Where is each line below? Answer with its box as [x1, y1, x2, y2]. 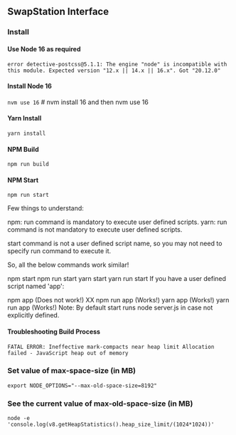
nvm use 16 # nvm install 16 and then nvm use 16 [7, 98, 149, 106]
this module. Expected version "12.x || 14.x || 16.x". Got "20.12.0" [7, 67, 221, 74]
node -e [7, 415, 31, 422]
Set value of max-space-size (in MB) [7, 366, 136, 376]
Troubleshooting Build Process [7, 327, 101, 336]
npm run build [7, 160, 50, 168]
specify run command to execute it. [7, 247, 112, 255]
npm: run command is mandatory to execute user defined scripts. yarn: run [7, 217, 227, 227]
